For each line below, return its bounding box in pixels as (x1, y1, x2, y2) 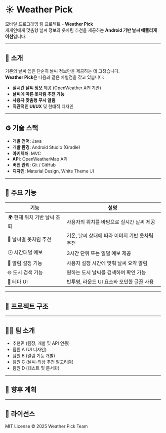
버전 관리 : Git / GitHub (12, 162, 56, 167)
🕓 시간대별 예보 (7, 249, 43, 256)
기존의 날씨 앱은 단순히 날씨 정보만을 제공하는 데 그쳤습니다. (5, 68, 120, 74)
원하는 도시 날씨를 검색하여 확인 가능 (66, 269, 147, 276)
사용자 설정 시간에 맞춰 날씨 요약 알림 (66, 260, 148, 267)
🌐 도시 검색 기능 (7, 269, 43, 276)
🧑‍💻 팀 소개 (5, 326, 35, 334)
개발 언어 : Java (12, 138, 42, 144)
